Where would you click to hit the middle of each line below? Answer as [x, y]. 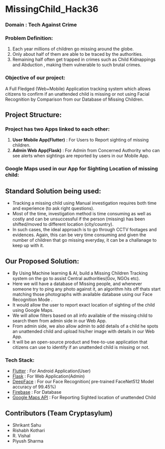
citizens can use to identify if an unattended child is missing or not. [81, 347]
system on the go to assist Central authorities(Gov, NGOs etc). [76, 278]
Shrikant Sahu [27, 425]
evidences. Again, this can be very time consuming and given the [79, 235]
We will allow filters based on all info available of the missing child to [82, 315]
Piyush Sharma [28, 441]
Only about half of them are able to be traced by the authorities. [78, 54]
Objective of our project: [35, 78]
